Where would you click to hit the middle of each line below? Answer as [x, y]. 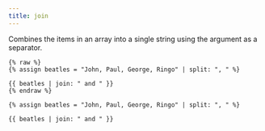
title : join [28, 16]
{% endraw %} [30, 91]
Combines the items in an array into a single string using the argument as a [133, 39]
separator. [25, 47]
